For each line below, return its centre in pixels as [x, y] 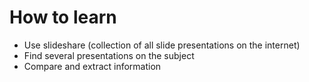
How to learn [63, 17]
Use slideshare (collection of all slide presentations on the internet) [162, 45]
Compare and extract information [92, 66]
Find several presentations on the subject [109, 55]
